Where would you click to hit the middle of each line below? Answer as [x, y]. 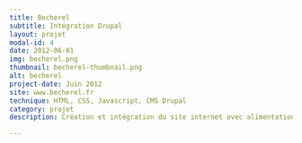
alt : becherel [36, 76]
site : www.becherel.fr [52, 92]
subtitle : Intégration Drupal [66, 26]
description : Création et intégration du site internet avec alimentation [152, 117]
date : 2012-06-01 [42, 51]
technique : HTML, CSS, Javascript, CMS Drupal [98, 101]
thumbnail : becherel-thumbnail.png [76, 68]
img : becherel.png [44, 59]
